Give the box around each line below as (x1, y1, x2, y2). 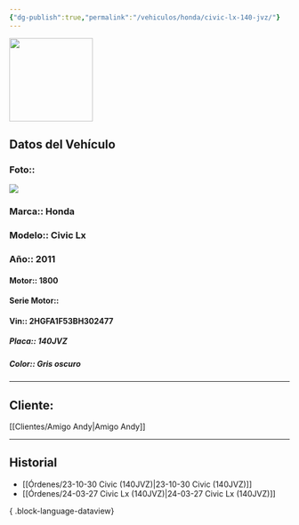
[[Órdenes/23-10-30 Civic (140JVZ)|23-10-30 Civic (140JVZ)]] (21, 479, 253, 489)
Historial (9, 455, 58, 471)
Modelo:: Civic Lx (9, 229, 86, 242)
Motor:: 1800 (9, 274, 59, 285)
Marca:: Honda (9, 205, 76, 218)
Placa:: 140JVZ (9, 336, 69, 346)
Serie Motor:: (9, 295, 60, 306)
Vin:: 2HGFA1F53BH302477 (9, 315, 114, 326)
